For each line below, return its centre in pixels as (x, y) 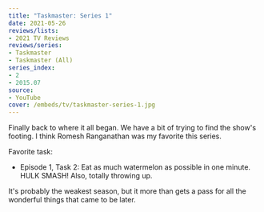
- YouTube (25, 98)
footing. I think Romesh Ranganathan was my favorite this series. (115, 136)
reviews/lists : (34, 30)
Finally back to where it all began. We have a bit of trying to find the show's (132, 128)
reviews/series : (35, 46)
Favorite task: (31, 152)
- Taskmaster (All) (41, 61)
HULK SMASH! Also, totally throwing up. (86, 176)
